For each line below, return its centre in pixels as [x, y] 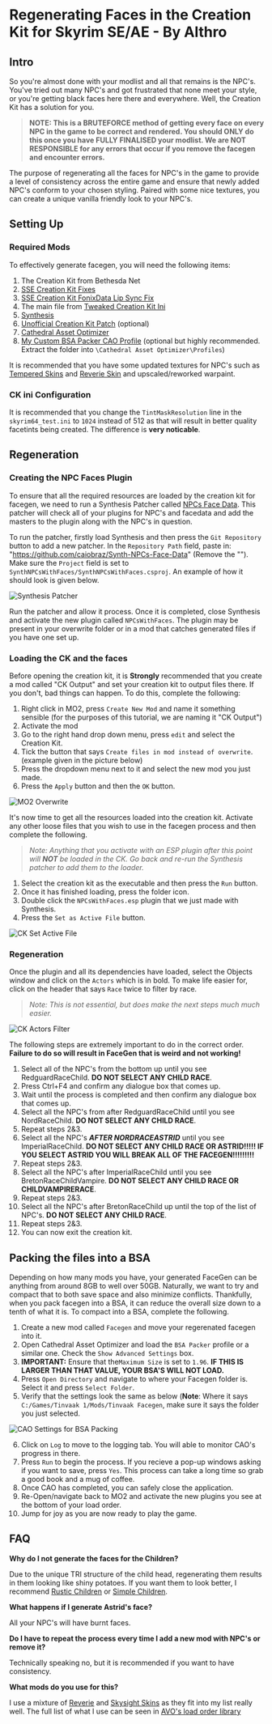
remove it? [28, 1647]
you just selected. [50, 1413]
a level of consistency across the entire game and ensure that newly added [134, 181]
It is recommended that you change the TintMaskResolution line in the [125, 412]
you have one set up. [44, 637]
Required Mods [40, 247]
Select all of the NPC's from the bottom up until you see [114, 1069]
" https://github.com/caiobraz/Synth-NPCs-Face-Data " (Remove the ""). [129, 554]
